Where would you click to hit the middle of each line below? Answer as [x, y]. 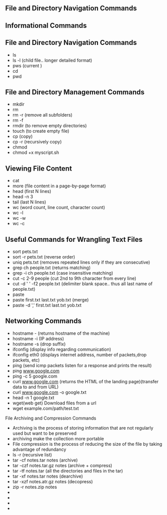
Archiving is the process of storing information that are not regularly [83, 428]
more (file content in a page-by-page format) [59, 186]
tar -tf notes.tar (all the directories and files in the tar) [68, 471]
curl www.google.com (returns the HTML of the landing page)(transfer [86, 381]
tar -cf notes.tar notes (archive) [45, 460]
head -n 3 [23, 197]
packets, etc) [26, 360]
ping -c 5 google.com [35, 376]
